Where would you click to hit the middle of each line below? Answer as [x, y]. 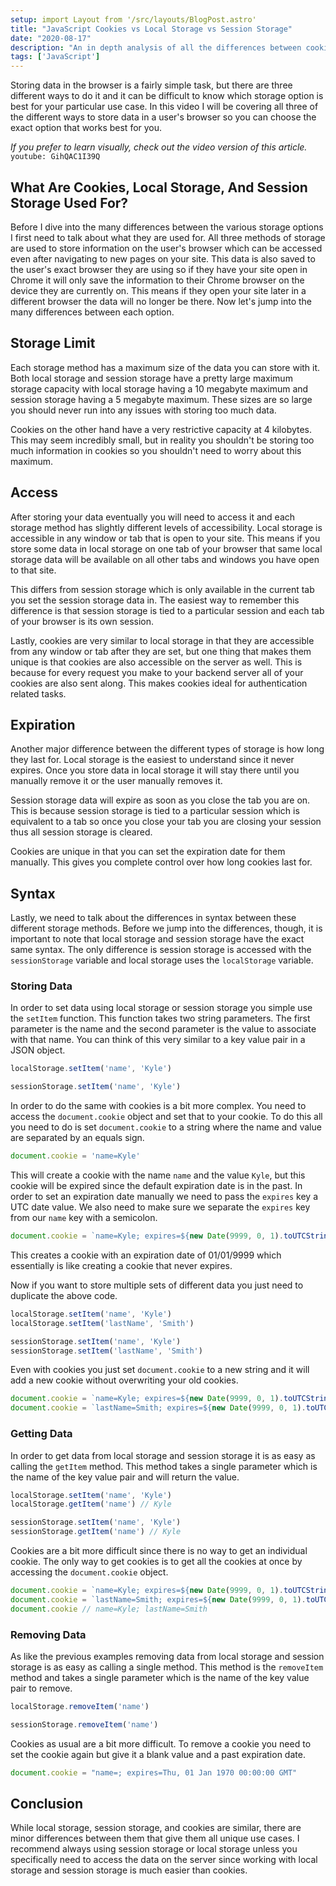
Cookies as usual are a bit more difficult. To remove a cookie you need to [161, 1743]
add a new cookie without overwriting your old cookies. [124, 1380]
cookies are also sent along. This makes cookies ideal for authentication [159, 683]
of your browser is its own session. [82, 621]
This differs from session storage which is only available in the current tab [162, 589]
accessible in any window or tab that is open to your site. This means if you [165, 538]
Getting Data [41, 1434]
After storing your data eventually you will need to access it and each [153, 517]
